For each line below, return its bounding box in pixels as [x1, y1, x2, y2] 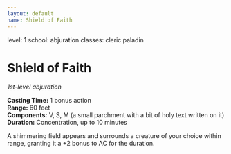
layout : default [7, 10, 54, 17]
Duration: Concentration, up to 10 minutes [7, 119, 128, 127]
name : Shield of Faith [7, 17, 73, 24]
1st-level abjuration [7, 83, 62, 91]
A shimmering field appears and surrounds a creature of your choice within [7, 132, 221, 140]
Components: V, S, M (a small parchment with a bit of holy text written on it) [7, 111, 225, 119]
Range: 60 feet [7, 103, 50, 112]
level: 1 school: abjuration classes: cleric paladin [7, 35, 144, 44]
